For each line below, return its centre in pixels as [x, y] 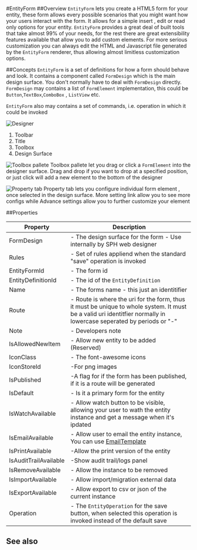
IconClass [23, 357]
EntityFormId [27, 271]
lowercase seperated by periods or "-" [124, 321]
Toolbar [24, 135]
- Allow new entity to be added [113, 340]
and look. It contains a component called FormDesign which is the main [91, 76]
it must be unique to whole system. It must [128, 306]
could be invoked [27, 112]
